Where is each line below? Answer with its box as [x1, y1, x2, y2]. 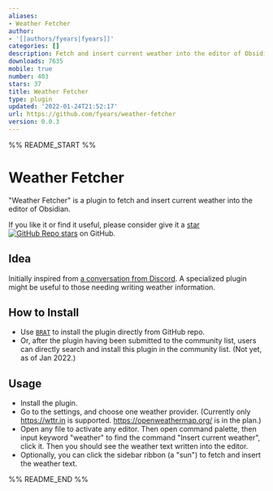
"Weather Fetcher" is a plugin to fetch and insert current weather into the [8, 195, 253, 205]
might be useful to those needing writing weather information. [8, 282, 215, 292]
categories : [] [8, 42, 60, 50]
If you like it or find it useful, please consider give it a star [8, 219, 201, 229]
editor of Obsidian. [8, 204, 71, 214]
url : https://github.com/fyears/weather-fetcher [8, 111, 176, 119]
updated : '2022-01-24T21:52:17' [8, 102, 118, 111]
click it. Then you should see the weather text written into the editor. [19, 441, 249, 451]
